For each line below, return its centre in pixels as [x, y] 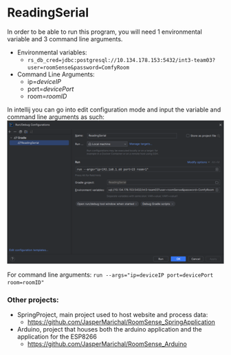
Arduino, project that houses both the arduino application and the [109, 329]
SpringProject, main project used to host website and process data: [112, 314]
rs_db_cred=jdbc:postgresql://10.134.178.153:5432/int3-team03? [121, 60]
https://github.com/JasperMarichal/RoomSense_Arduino [107, 344]
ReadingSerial [48, 13]
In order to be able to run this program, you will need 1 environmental [105, 32]
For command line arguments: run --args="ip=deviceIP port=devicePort [110, 275]
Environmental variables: [52, 52]
